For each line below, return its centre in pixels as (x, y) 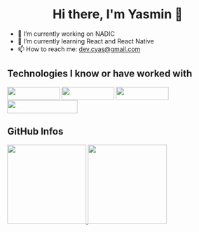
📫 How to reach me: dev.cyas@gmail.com (79, 49)
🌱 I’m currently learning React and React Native (85, 41)
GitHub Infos (35, 131)
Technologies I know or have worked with (100, 74)
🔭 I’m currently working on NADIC (66, 34)
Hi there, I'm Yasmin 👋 (118, 14)
